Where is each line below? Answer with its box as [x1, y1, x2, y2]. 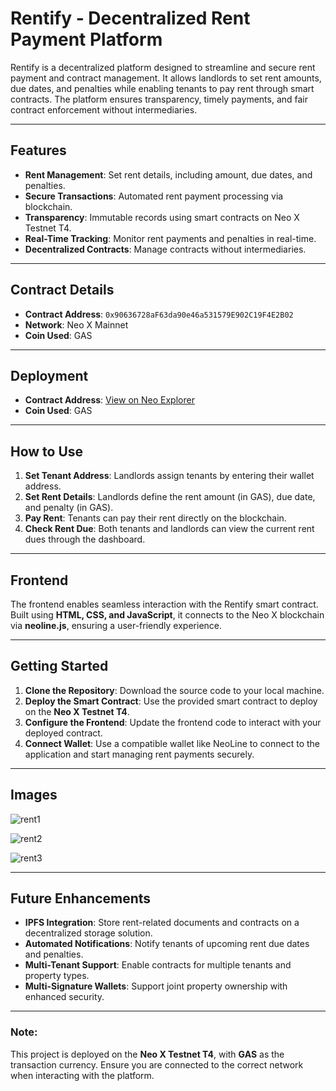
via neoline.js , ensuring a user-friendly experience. [10, 620, 223, 631]
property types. [24, 970, 90, 982]
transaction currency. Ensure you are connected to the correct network [10, 1058, 304, 1071]
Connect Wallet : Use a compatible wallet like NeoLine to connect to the [24, 737, 321, 749]
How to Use [10, 443, 84, 460]
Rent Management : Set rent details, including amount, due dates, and [24, 168, 313, 181]
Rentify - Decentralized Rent [10, 7, 251, 30]
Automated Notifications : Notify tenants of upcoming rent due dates [24, 938, 310, 950]
